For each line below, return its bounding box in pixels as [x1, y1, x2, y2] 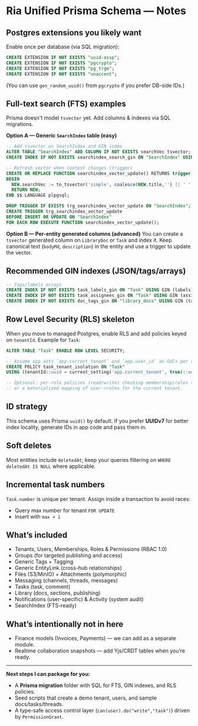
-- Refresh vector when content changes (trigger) [6, 165, 133, 171]
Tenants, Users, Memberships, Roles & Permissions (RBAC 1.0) [14, 546, 167, 553]
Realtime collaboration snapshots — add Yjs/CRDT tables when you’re [14, 647, 186, 655]
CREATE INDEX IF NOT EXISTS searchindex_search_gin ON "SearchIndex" [6, 154, 181, 160]
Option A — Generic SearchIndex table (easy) [6, 132, 117, 139]
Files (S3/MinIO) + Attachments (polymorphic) [14, 570, 127, 578]
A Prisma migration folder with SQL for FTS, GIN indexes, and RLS [14, 682, 177, 689]
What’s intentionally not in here [6, 619, 124, 629]
